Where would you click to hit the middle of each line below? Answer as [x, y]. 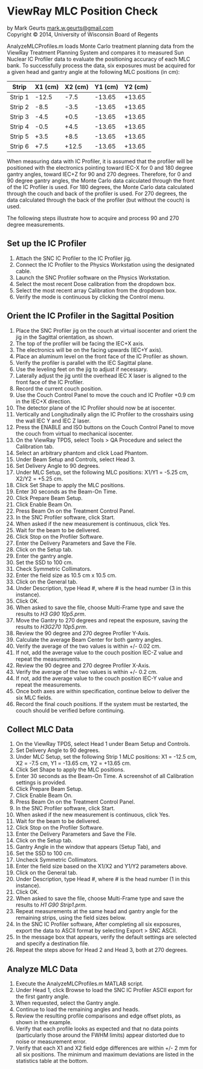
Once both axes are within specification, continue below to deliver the [102, 691]
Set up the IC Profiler [47, 244]
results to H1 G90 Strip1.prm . [51, 905]
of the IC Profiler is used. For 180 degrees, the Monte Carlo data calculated [100, 187]
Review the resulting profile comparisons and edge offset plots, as [98, 1016]
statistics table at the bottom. [52, 1061]
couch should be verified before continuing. [70, 710]
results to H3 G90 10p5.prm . [51, 614]
